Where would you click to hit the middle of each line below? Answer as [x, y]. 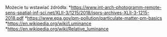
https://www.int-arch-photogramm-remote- [116, 7]
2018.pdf [14, 18]
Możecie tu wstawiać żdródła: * [38, 7]
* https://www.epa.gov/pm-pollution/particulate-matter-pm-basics [93, 18]
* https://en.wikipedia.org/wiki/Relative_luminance [57, 29]
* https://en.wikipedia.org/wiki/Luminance [48, 23]
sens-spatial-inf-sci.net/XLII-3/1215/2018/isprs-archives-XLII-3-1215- [77, 13]
